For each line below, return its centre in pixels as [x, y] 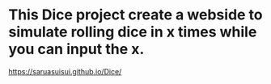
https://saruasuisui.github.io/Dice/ [65, 71]
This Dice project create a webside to [135, 15]
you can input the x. [76, 49]
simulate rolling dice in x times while [133, 32]
